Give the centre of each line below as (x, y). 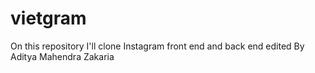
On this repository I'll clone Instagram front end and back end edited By (157, 46)
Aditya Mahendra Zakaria (62, 56)
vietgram (48, 18)
